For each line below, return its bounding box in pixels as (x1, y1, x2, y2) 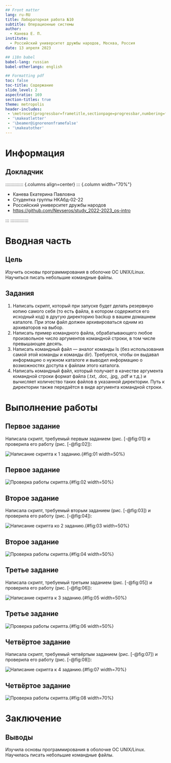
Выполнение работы (5, 401, 98, 413)
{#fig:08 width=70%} (69, 695, 114, 701)
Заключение (5, 713, 62, 724)
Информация (5, 147, 65, 159)
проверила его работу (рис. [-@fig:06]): (5, 584, 93, 591)
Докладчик (5, 168, 44, 176)
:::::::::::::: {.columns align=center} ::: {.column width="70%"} (5, 181, 132, 187)
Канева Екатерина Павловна (12, 191, 75, 197)
